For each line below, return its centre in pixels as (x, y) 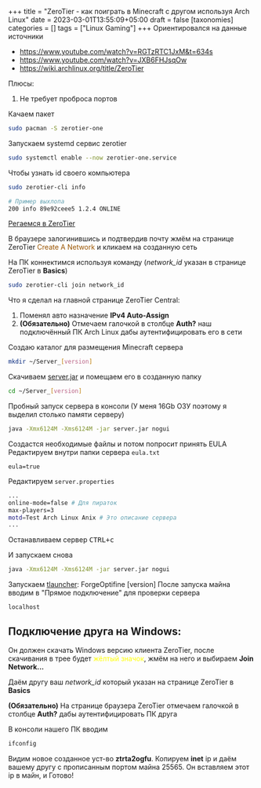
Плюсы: (21, 83)
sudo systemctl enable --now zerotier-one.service (92, 158)
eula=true (24, 467)
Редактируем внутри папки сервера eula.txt (84, 452)
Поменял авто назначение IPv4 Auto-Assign (94, 315)
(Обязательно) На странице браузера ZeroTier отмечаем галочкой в (123, 706)
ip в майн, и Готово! (41, 775)
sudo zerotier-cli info (47, 187)
